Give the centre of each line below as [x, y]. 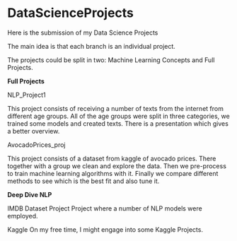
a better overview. [34, 131]
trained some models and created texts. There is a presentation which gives [118, 123]
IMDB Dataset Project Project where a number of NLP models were [105, 208]
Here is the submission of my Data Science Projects [83, 33]
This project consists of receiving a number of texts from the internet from [116, 108]
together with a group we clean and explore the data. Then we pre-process [117, 166]
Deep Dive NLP [30, 194]
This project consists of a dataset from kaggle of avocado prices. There [112, 158]
